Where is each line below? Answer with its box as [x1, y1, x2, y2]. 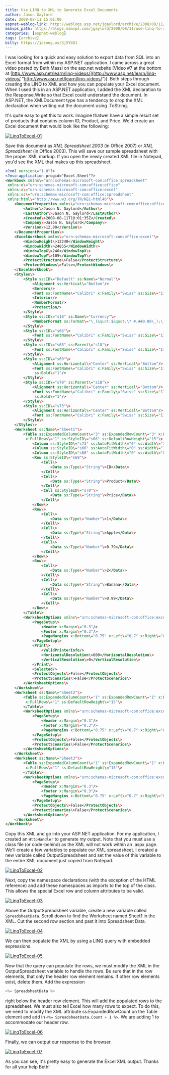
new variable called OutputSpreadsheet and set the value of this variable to [5, 852, 161, 858]
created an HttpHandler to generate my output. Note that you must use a [5, 836, 155, 842]
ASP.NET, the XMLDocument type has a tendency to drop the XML [5, 97, 143, 103]
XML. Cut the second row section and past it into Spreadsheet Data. [5, 918, 146, 924]
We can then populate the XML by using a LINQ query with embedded [5, 938, 150, 944]
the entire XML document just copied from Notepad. [5, 858, 114, 864]
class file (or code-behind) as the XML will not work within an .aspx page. [5, 842, 157, 848]
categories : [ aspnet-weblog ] [5, 31, 66, 36]
